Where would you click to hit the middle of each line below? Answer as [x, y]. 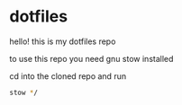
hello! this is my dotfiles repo [63, 41]
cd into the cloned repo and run [68, 76]
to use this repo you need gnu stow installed [91, 58]
